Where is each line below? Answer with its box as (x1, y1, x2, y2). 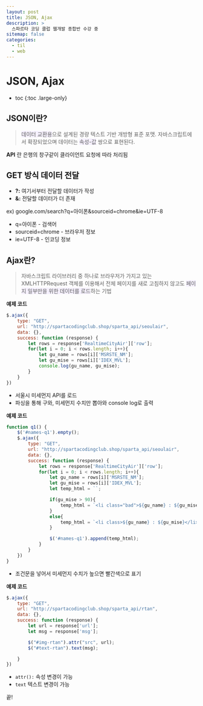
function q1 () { (6, 424, 47, 430)
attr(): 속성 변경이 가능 (14, 673, 73, 681)
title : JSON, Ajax (6, 15, 53, 21)
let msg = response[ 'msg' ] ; (28, 628, 98, 635)
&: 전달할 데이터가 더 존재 (14, 195, 76, 202)
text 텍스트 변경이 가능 (14, 681, 70, 688)
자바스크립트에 (158, 131, 192, 138)
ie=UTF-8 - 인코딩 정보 (14, 236, 71, 243)
